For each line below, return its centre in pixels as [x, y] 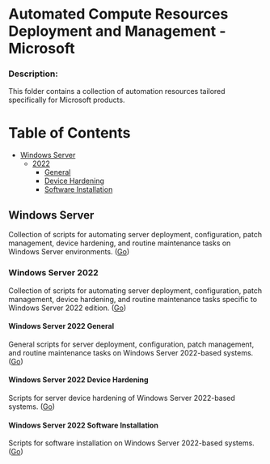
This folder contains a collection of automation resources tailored [117, 92]
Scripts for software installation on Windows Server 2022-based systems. [131, 443]
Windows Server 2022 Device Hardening [78, 380]
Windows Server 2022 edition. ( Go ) [67, 308]
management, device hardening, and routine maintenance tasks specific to [133, 299]
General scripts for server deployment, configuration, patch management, [131, 344]
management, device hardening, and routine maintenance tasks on [120, 243]
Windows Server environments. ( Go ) [69, 252]
